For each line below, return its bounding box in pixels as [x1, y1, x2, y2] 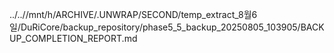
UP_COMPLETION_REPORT [9, 33, 122, 44]
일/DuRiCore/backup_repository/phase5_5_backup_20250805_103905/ [9, 21, 301, 33]
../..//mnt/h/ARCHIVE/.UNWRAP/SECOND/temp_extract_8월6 [9, 9, 258, 20]
